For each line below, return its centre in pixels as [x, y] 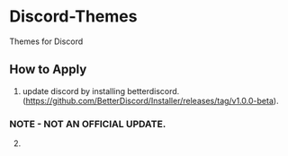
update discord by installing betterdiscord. [101, 91]
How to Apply [48, 69]
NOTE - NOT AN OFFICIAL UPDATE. [88, 124]
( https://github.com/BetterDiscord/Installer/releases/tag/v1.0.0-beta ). [150, 100]
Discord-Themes [73, 17]
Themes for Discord [46, 41]
